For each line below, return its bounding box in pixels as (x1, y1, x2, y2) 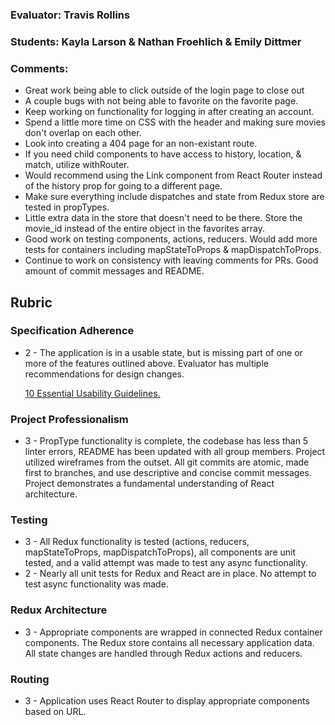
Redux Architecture (10, 603, 108, 617)
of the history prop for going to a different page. (24, 180, 223, 192)
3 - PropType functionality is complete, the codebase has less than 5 (24, 435, 309, 447)
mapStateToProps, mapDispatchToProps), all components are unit (24, 546, 297, 558)
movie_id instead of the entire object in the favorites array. (24, 223, 266, 235)
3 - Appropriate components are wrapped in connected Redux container (24, 626, 323, 638)
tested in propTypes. (24, 201, 110, 213)
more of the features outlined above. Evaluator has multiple (24, 357, 269, 369)
